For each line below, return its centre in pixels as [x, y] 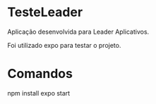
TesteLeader [45, 12]
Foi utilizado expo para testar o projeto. [64, 45]
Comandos [40, 74]
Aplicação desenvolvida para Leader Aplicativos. [78, 32]
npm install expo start [39, 93]
